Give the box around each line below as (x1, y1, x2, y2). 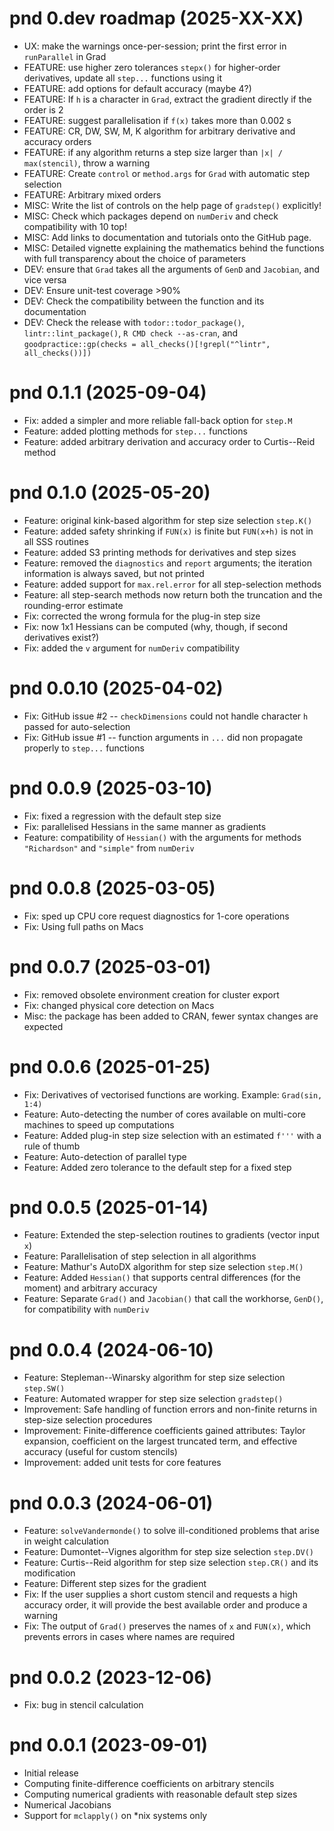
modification (23, 1567, 76, 1579)
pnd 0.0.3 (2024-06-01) (9, 1492, 214, 1514)
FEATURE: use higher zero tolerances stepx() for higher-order (23, 61, 281, 73)
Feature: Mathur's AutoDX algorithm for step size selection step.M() (23, 1261, 304, 1273)
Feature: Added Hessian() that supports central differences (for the (23, 1272, 301, 1284)
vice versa (23, 273, 67, 286)
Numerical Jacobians (23, 1799, 112, 1811)
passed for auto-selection (23, 720, 131, 732)
